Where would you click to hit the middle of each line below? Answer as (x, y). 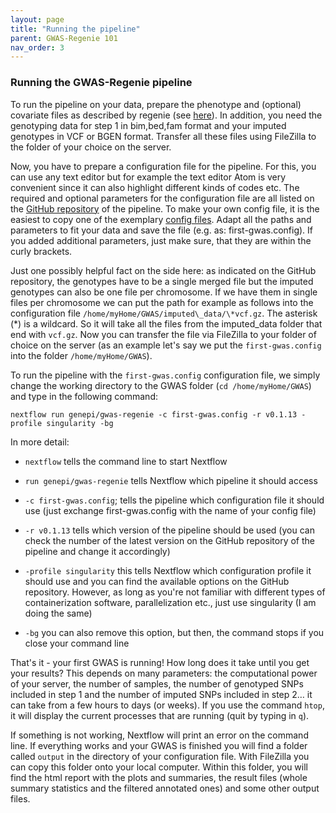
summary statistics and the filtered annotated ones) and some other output (165, 788)
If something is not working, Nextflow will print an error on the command (159, 735)
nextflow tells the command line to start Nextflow (126, 461)
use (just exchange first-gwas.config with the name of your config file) (170, 510)
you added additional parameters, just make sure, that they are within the (161, 240)
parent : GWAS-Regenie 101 (64, 38)
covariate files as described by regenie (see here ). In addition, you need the (166, 115)
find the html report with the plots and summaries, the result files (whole (159, 777)
